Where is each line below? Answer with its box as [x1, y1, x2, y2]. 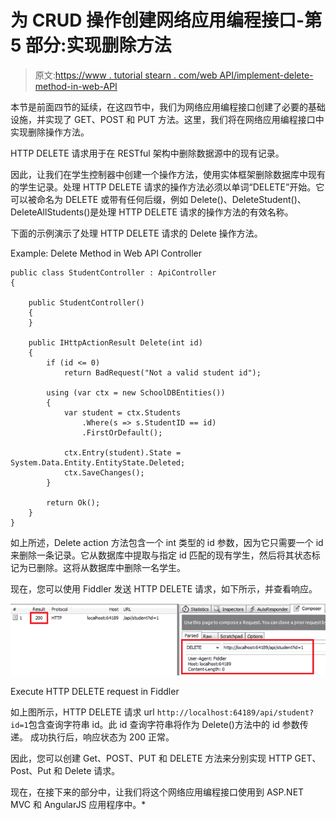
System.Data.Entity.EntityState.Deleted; [10, 457, 186, 468]
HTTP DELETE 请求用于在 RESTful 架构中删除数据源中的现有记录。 [10, 147, 285, 159]
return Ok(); [46, 497, 101, 508]
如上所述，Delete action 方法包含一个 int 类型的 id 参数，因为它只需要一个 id [10, 536, 324, 548]
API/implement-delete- [219, 69, 314, 81]
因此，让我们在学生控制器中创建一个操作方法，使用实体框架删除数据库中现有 [10, 168, 326, 180]
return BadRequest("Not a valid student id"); [63, 367, 262, 378]
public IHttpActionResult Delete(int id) [28, 337, 203, 348]
